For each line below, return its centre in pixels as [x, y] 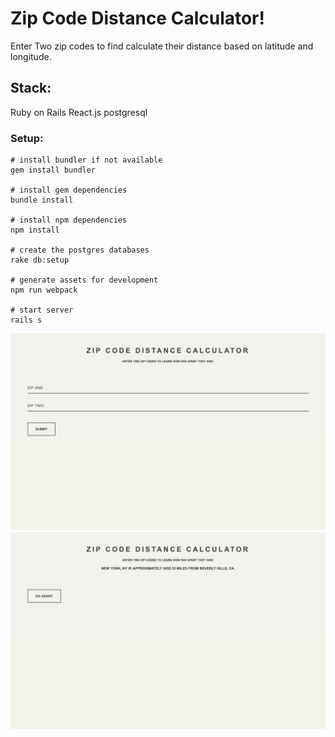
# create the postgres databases [80, 250]
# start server [42, 310]
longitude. [31, 56]
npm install [35, 230]
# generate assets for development [84, 280]
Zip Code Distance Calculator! [137, 18]
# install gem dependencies [69, 190]
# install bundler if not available [86, 160]
